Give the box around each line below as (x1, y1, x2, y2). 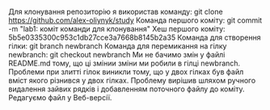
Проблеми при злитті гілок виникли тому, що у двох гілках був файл (8, 67, 244, 76)
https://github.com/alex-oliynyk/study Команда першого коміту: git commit (8, 15, 263, 25)
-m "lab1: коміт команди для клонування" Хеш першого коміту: (8, 24, 226, 33)
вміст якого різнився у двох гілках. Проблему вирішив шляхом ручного (8, 76, 256, 85)
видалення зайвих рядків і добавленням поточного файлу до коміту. (8, 84, 245, 94)
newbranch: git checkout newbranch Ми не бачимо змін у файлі (8, 50, 226, 59)
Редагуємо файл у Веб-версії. (8, 93, 112, 102)
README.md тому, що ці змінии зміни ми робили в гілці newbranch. (8, 58, 241, 68)
